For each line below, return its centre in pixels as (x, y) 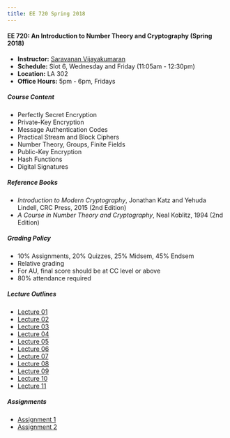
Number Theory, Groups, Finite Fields (71, 144)
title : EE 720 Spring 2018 (46, 14)
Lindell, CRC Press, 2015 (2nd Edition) (72, 207)
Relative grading (41, 263)
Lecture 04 (33, 334)
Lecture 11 (32, 386)
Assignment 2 (37, 427)
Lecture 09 (33, 371)
